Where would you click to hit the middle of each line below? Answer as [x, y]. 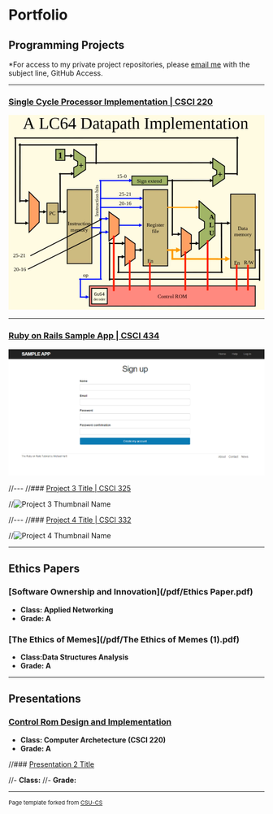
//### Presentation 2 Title [52, 764]
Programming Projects [66, 45]
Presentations [45, 699]
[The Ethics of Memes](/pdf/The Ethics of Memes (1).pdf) [124, 639]
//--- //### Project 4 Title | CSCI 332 [70, 520]
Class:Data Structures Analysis [74, 657]
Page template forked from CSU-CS [56, 803]
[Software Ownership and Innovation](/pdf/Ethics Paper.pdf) [131, 592]
